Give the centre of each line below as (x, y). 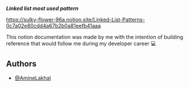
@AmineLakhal (33, 78)
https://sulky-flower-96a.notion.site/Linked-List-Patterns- (75, 19)
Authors (21, 64)
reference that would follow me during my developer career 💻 (81, 43)
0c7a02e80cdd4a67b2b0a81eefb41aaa (54, 26)
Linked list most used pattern (42, 8)
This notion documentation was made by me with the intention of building (94, 37)
